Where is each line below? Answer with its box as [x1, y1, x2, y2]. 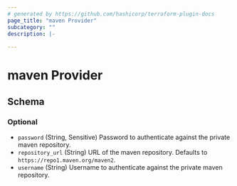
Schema [7, 95, 45, 107]
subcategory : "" [7, 23, 56, 31]
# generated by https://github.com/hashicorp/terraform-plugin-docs [7, 10, 215, 18]
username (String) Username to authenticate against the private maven [17, 163, 223, 171]
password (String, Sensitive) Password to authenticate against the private [17, 133, 231, 141]
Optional [7, 116, 38, 126]
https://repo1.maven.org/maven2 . [17, 155, 116, 164]
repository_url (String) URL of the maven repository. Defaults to [17, 148, 208, 156]
